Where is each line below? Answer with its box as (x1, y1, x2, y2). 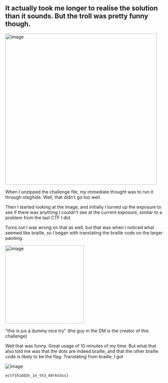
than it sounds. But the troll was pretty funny (5, 12, 149, 21)
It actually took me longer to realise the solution (5, 4, 158, 13)
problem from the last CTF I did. (5, 214, 72, 221)
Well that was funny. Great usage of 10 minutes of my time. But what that (5, 343, 156, 349)
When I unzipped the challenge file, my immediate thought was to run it (5, 188, 154, 195)
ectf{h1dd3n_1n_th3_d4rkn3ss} (5, 373, 69, 378)
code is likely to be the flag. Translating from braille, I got (5, 353, 124, 359)
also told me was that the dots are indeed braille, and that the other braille (5, 348, 159, 354)
